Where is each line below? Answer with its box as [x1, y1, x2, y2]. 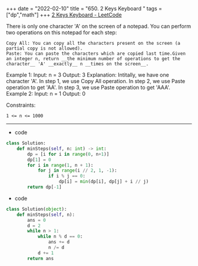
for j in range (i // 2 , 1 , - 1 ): [37, 168, 117, 173]
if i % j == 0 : [48, 173, 85, 179]
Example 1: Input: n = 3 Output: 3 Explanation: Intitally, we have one [6, 71, 169, 78]
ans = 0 [27, 217, 46, 223]
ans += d [48, 239, 70, 245]
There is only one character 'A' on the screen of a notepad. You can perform [6, 23, 192, 29]
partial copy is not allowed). [6, 45, 83, 51]
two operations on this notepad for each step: [6, 29, 117, 36]
